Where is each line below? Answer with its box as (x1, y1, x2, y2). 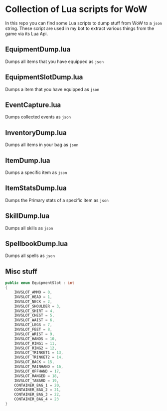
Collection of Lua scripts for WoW (5, 3, 148, 15)
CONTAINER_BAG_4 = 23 (14, 396, 59, 402)
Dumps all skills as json (5, 225, 53, 231)
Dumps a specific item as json (5, 169, 67, 175)
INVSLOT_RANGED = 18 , (14, 373, 59, 378)
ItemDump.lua (5, 156, 50, 164)
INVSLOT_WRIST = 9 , (14, 331, 55, 336)
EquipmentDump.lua (5, 45, 71, 53)
